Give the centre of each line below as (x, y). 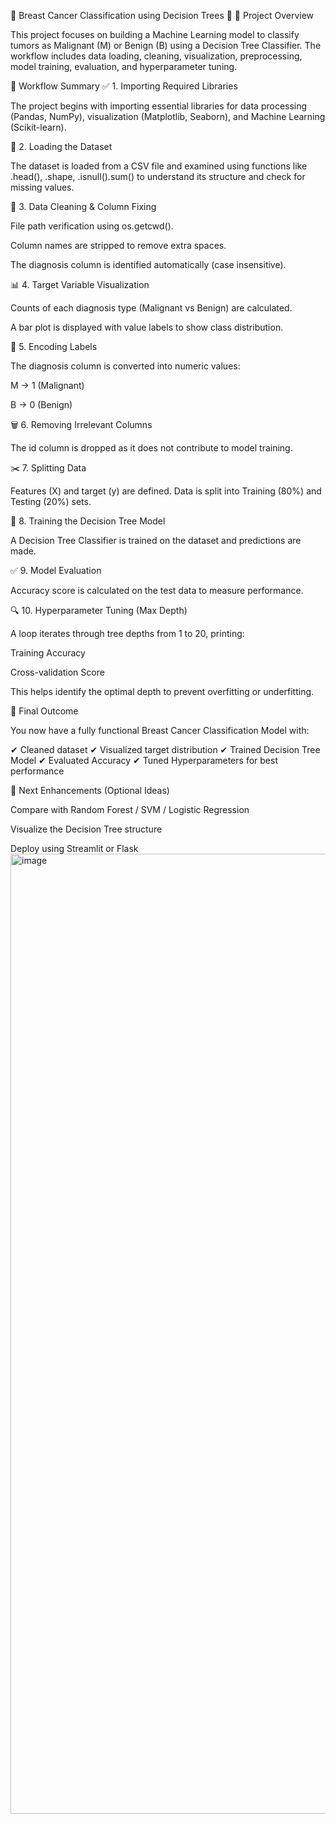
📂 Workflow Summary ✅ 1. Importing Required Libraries (124, 86)
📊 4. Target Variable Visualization (80, 284)
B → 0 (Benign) (41, 404)
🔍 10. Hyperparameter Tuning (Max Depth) (99, 610)
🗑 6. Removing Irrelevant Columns (81, 424)
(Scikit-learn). (38, 127)
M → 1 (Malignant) (47, 385)
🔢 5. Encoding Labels (54, 346)
